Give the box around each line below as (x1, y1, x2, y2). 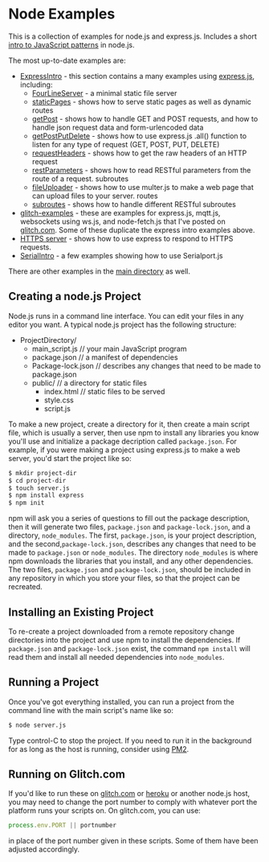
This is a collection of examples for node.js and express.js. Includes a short (8, 31, 257, 41)
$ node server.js (8, 721, 67, 729)
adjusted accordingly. (8, 844, 80, 854)
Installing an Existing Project (8, 605, 154, 619)
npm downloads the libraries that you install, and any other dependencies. (8, 556, 254, 566)
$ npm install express (8, 492, 84, 500)
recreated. (8, 582, 43, 592)
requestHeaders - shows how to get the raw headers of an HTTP (31, 148, 247, 158)
